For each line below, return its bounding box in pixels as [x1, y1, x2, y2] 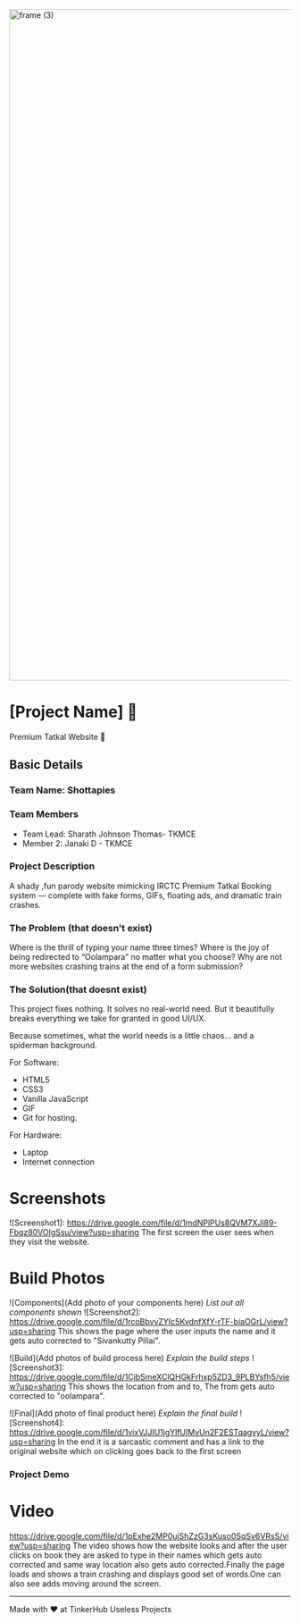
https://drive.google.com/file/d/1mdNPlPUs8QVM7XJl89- [66, 1217, 278, 1228]
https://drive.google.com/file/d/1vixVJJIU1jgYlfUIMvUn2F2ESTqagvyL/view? [9, 1427, 290, 1438]
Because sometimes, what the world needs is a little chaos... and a [9, 1030, 254, 1041]
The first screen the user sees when [141, 1227, 274, 1238]
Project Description [9, 860, 96, 872]
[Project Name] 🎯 [9, 702, 138, 722]
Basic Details [9, 757, 83, 772]
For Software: [9, 1057, 60, 1068]
